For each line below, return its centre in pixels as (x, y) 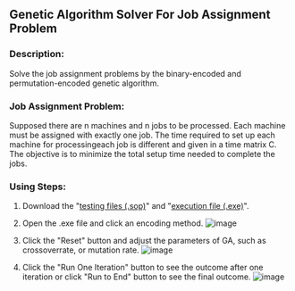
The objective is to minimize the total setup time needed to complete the (142, 154)
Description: (37, 54)
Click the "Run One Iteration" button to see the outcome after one (143, 268)
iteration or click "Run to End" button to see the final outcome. (136, 277)
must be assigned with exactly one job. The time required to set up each (142, 135)
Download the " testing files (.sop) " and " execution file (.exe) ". (135, 206)
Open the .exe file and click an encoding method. (113, 223)
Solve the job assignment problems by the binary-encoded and (125, 73)
